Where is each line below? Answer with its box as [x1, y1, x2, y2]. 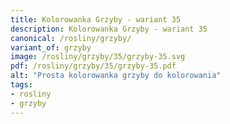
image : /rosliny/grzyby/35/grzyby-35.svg [10, 52, 186, 62]
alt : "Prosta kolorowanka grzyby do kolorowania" [10, 71, 222, 81]
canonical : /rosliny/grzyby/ [10, 33, 132, 43]
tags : [10, 80, 33, 90]
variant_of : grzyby [10, 42, 92, 53]
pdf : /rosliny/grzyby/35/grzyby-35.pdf [10, 61, 177, 71]
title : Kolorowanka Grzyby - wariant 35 [10, 14, 182, 25]
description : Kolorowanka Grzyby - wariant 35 [10, 24, 208, 34]
